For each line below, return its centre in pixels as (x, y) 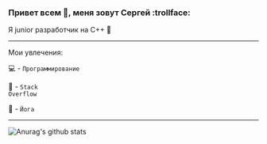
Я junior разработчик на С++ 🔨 (60, 30)
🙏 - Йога (21, 109)
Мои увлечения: (36, 53)
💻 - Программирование (44, 68)
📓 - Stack (23, 87)
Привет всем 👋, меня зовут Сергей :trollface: (99, 13)
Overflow (23, 94)
